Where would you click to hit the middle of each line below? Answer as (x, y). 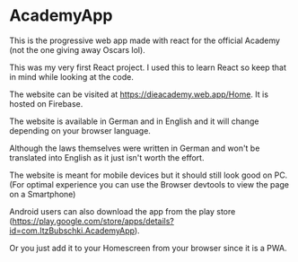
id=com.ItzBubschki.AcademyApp (72, 231)
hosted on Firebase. (46, 103)
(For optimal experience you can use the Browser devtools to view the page (149, 184)
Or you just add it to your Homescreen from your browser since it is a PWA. (148, 248)
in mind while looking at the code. (72, 76)
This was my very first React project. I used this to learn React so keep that (148, 67)
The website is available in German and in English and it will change (134, 121)
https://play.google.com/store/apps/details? (93, 221)
